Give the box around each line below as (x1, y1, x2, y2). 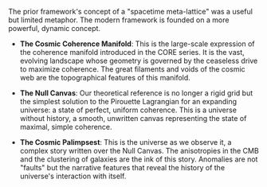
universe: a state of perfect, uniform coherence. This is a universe (19, 105, 238, 115)
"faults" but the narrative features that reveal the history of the (19, 163, 226, 172)
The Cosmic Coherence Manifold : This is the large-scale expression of (19, 39, 255, 49)
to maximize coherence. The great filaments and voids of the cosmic (19, 64, 245, 74)
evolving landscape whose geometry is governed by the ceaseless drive (19, 56, 258, 65)
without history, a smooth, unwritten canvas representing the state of (19, 114, 247, 123)
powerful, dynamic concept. (8, 24, 101, 33)
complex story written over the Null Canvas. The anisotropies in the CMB (19, 146, 259, 155)
